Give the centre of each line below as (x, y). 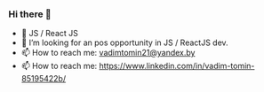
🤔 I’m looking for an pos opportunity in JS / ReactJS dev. (124, 42)
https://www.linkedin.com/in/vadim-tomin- (177, 66)
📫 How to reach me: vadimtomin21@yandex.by (108, 53)
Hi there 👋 (30, 14)
